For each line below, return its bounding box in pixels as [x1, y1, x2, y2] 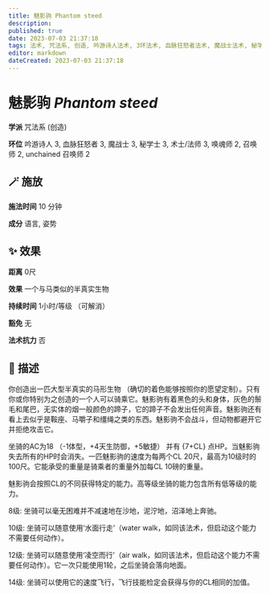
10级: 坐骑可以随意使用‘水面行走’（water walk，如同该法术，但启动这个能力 [8, 523, 257, 533]
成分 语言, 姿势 [8, 218, 57, 228]
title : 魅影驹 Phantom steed [8, 11, 103, 20]
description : [8, 19, 52, 27]
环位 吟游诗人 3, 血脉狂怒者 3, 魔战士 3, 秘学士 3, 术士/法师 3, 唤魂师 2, [8, 138, 241, 149]
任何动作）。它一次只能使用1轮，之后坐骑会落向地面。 [14, 560, 191, 570]
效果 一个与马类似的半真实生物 [8, 284, 109, 294]
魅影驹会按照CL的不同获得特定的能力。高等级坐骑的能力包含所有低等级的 [8, 479, 251, 489]
